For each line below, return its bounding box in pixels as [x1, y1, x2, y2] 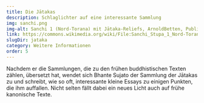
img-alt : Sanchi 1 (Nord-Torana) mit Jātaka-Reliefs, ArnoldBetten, [6, 25, 183, 32]
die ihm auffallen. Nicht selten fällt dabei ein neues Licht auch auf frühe [6, 84, 185, 91]
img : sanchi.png [6, 20, 47, 26]
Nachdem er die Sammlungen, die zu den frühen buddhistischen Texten [6, 65, 186, 72]
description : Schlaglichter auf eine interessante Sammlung [6, 15, 162, 21]
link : [6, 32, 20, 38]
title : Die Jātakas [6, 8, 56, 15]
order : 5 [6, 48, 29, 55]
